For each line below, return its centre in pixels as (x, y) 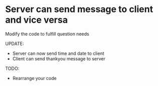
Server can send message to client (79, 9)
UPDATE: (15, 43)
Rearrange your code (34, 78)
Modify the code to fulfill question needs (47, 34)
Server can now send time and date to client (58, 53)
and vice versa (36, 20)
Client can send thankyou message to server (59, 58)
